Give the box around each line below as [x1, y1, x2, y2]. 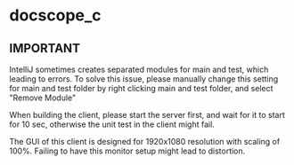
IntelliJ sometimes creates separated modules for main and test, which [9, 64, 269, 75]
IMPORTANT [9, 41, 80, 56]
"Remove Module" [9, 92, 77, 103]
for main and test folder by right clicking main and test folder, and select [9, 83, 274, 93]
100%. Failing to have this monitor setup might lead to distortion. [9, 145, 246, 156]
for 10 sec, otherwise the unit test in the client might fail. [9, 119, 216, 130]
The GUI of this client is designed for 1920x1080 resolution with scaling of [9, 137, 281, 146]
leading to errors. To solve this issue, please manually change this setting [9, 74, 279, 84]
